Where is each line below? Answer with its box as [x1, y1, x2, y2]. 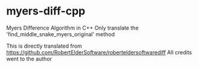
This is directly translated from [6, 42, 83, 49]
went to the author [6, 55, 53, 62]
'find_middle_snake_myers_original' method [6, 30, 115, 37]
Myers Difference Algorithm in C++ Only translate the [6, 24, 139, 31]
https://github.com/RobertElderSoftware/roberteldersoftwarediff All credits [6, 48, 192, 56]
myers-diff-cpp [6, 4, 86, 18]
